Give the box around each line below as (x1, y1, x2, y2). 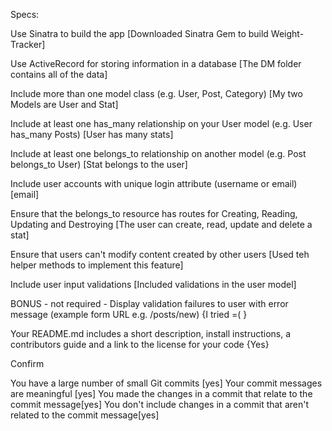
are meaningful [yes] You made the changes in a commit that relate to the (10, 388, 313, 399)
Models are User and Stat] (10, 99, 119, 110)
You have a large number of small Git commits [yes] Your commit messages (10, 377, 323, 389)
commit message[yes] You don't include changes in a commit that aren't (10, 399, 309, 410)
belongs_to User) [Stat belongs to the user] (10, 159, 188, 170)
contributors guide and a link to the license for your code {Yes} (10, 339, 270, 350)
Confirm (10, 358, 45, 369)
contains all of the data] (10, 69, 108, 80)
